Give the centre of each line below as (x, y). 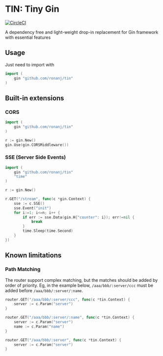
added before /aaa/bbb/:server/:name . (44, 290)
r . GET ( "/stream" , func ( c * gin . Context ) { (48, 199)
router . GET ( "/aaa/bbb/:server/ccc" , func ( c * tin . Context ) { (68, 300)
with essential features (28, 37)
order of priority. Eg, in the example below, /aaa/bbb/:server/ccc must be (79, 285)
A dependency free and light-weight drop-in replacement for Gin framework (82, 32)
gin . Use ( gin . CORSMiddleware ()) (37, 145)
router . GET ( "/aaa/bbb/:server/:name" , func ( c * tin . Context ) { (70, 318)
